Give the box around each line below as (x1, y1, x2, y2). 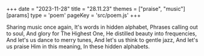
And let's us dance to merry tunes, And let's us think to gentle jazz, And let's (6, 37, 199, 43)
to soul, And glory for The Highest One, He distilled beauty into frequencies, (6, 30, 197, 37)
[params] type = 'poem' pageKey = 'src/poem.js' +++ (6, 12, 141, 19)
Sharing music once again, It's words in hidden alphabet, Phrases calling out (6, 24, 198, 30)
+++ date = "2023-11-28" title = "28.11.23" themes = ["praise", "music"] (6, 5, 186, 12)
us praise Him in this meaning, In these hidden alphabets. (6, 43, 150, 50)
